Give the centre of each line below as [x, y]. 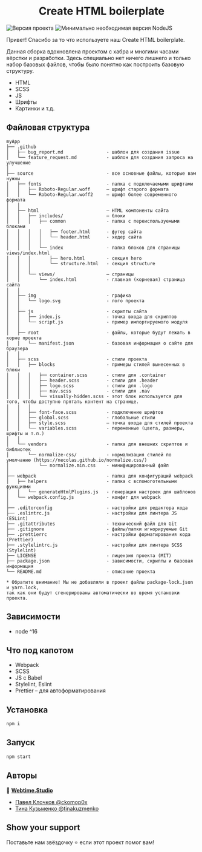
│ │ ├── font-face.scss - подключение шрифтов [85, 412]
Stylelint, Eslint [34, 685]
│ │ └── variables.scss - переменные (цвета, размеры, [96, 428]
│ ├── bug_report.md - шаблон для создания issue [93, 152]
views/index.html [28, 253]
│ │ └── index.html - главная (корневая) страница [96, 279]
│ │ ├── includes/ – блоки [66, 216]
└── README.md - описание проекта [81, 572]
